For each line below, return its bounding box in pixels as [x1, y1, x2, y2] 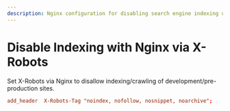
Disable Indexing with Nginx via [7, 39, 190, 55]
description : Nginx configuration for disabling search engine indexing [7, 10, 219, 17]
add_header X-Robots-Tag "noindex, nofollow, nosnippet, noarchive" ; [7, 97, 213, 104]
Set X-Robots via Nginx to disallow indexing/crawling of [7, 77, 164, 85]
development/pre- [165, 77, 217, 85]
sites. [39, 84, 55, 92]
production [7, 84, 38, 92]
